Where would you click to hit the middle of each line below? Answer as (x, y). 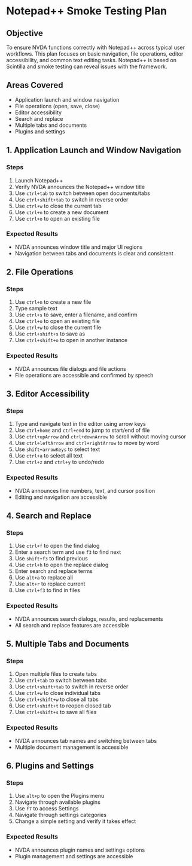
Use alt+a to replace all (44, 578)
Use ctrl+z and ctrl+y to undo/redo (60, 462)
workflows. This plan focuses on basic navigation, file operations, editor (95, 54)
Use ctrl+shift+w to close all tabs (57, 699)
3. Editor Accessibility (48, 394)
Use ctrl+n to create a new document (62, 212)
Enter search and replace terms (54, 571)
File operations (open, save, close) (57, 106)
